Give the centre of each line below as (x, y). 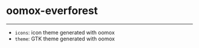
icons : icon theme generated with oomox (65, 32)
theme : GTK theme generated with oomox (65, 39)
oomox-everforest (52, 11)
